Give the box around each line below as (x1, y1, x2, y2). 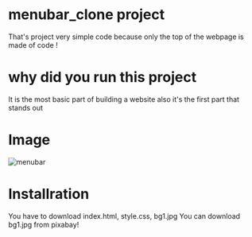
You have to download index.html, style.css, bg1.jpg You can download (8, 211, 241, 220)
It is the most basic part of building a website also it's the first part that (8, 94, 240, 104)
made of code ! (8, 40, 58, 49)
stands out (8, 103, 44, 112)
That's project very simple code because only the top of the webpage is (8, 32, 244, 41)
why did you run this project (8, 68, 197, 87)
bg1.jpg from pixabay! (8, 220, 79, 229)
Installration (8, 185, 90, 203)
